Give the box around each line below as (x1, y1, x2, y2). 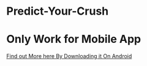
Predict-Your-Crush (6, 4, 109, 18)
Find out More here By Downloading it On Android (6, 53, 132, 60)
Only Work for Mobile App (6, 32, 141, 46)
